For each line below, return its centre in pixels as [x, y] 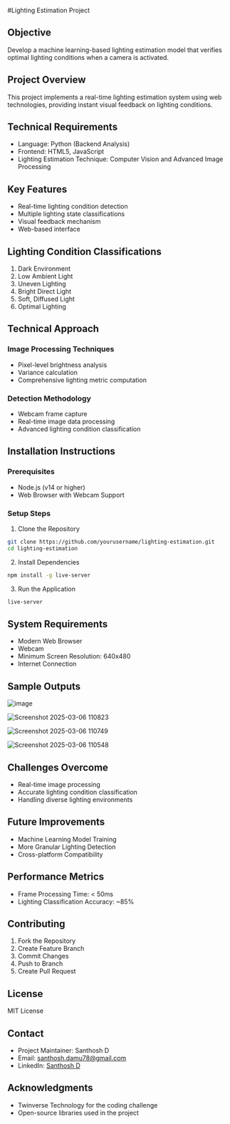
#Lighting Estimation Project [49, 10]
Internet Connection [47, 664]
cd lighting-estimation [43, 548]
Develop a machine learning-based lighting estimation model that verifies [115, 50]
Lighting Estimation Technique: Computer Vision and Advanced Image [120, 159]
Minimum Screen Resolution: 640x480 [74, 656]
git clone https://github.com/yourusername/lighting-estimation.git [111, 542]
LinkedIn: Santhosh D [49, 1066]
